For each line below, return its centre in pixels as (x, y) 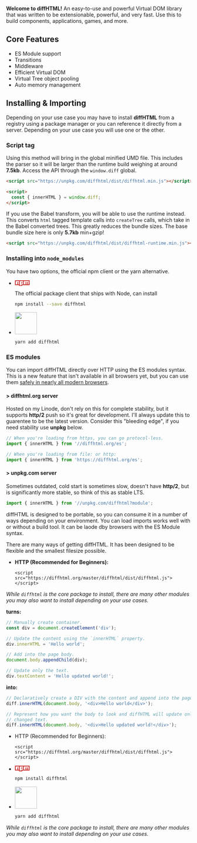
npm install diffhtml (41, 778)
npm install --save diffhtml (50, 304)
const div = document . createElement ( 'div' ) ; (61, 628)
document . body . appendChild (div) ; (47, 660)
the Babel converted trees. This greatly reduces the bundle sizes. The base (97, 226)
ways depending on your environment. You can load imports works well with (98, 520)
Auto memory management (47, 85)
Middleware (29, 66)
